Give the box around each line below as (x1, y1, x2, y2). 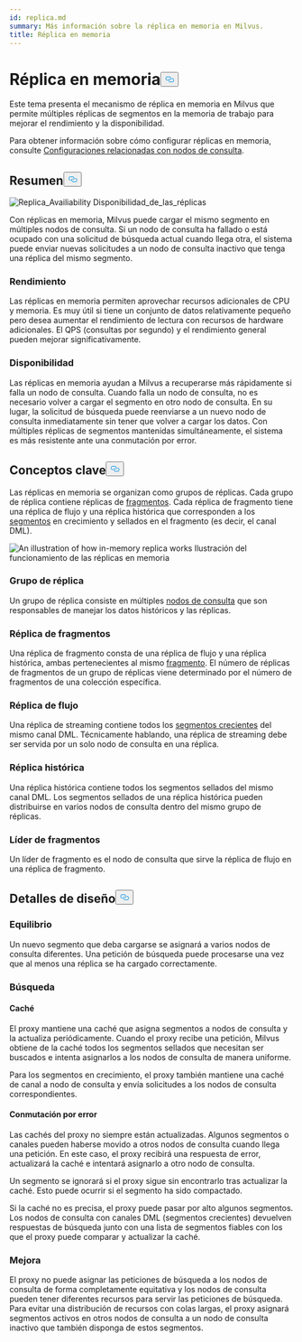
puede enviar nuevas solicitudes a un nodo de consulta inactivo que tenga (9, 243, 286, 254)
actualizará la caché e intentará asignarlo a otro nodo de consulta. (9, 1158, 255, 1170)
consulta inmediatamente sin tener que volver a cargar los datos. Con (9, 415, 268, 426)
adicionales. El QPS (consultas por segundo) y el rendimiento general (9, 324, 267, 335)
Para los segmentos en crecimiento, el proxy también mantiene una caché (9, 1069, 285, 1080)
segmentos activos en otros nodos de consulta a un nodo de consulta (9, 1313, 269, 1324)
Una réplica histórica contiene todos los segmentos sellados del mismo (9, 782, 274, 793)
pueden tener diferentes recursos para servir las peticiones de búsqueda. (9, 1293, 283, 1305)
